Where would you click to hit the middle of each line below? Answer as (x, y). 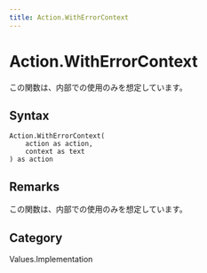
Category (36, 238)
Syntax (29, 115)
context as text (56, 152)
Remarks (35, 186)
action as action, (59, 144)
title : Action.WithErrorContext (69, 17)
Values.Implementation (51, 259)
